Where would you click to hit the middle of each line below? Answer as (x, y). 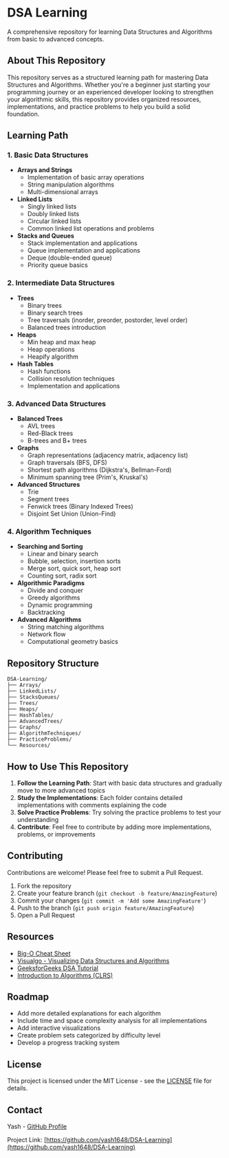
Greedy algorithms (54, 598)
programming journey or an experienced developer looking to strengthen (110, 92)
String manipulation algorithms (71, 185)
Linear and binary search (63, 554)
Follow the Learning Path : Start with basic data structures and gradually (119, 783)
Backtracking (46, 612)
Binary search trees (55, 313)
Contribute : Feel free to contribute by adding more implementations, (114, 827)
